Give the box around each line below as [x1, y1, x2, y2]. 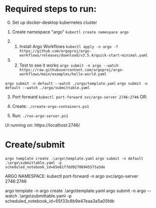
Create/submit [5, 139, 65, 150]
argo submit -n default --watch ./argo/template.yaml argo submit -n [5, 81, 148, 86]
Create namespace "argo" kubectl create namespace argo [12, 29, 129, 35]
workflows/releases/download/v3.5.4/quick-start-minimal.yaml [19, 52, 148, 58]
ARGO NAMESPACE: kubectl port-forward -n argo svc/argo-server [5, 173, 139, 179]
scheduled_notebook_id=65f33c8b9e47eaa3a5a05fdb [5, 198, 115, 204]
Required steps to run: [5, 3, 97, 15]
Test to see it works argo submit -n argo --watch [19, 62, 119, 68]
